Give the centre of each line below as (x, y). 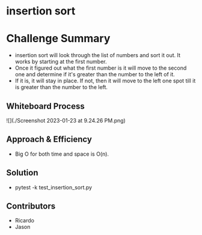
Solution (22, 173)
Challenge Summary (58, 39)
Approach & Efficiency (49, 139)
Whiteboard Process (46, 106)
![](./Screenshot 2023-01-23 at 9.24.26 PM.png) (66, 120)
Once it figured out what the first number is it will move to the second (101, 68)
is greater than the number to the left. (61, 87)
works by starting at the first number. (61, 62)
